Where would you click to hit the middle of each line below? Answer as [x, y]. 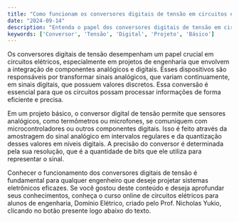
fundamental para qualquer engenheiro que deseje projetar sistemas [108, 181]
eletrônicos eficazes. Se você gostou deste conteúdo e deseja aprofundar [116, 188]
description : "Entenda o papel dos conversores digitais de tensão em [114, 27]
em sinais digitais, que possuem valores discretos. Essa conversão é [108, 85]
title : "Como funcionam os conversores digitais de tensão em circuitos [117, 14]
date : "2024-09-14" [36, 21]
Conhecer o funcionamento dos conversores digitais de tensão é [102, 173]
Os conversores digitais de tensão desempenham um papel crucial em [111, 54]
